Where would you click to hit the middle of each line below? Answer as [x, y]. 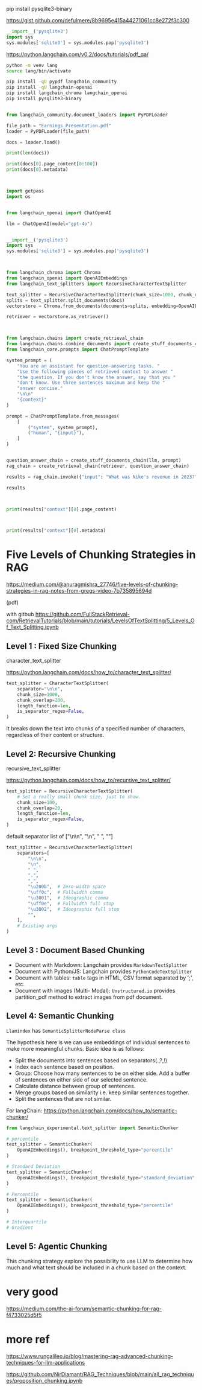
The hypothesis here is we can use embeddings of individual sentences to [98, 1042]
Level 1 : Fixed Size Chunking [62, 646]
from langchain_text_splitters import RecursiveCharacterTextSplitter [96, 284]
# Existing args [38, 926]
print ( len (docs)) [28, 153]
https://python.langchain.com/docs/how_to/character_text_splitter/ [89, 672]
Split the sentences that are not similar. [63, 1098]
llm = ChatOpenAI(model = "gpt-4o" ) [50, 224]
